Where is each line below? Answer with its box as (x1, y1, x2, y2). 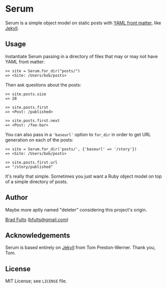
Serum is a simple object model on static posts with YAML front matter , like (5, 20, 161, 26)
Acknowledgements (5, 231, 70, 239)
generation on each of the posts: (5, 137, 73, 143)
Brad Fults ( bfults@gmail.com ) (5, 216, 69, 223)
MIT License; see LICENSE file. (5, 278, 67, 284)
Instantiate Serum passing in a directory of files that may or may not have (5, 53, 158, 59)
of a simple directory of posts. (5, 178, 68, 185)
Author (5, 193, 28, 202)
